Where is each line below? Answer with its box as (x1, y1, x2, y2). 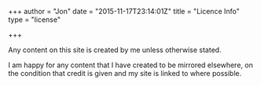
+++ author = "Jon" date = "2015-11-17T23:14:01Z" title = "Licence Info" (8, 7, 240, 16)
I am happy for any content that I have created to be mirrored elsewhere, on (8, 60, 253, 70)
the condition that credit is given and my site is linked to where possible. (8, 69, 242, 77)
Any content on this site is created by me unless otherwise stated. (8, 45, 222, 54)
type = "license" (8, 15, 61, 24)
